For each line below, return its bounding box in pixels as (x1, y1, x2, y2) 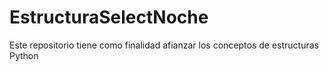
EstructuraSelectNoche (9, 6, 209, 29)
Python (9, 49, 39, 61)
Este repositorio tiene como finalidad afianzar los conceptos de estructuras (9, 39, 319, 51)
